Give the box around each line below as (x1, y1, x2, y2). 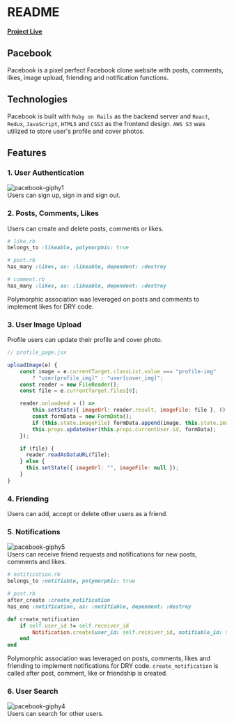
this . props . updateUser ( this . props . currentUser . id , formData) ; (32, 426, 217, 433)
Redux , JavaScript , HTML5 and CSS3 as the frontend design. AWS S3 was (7, 119, 205, 127)
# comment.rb (7, 276, 45, 283)
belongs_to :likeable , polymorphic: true (7, 244, 130, 251)
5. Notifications (7, 527, 61, 537)
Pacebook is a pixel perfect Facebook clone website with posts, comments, (7, 65, 224, 74)
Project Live (7, 27, 43, 36)
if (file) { (19, 445, 54, 452)
